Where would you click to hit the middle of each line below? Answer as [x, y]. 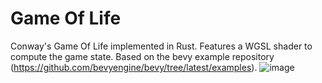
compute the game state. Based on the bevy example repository [142, 56]
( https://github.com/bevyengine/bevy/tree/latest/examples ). [134, 67]
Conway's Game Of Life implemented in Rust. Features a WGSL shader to [161, 46]
